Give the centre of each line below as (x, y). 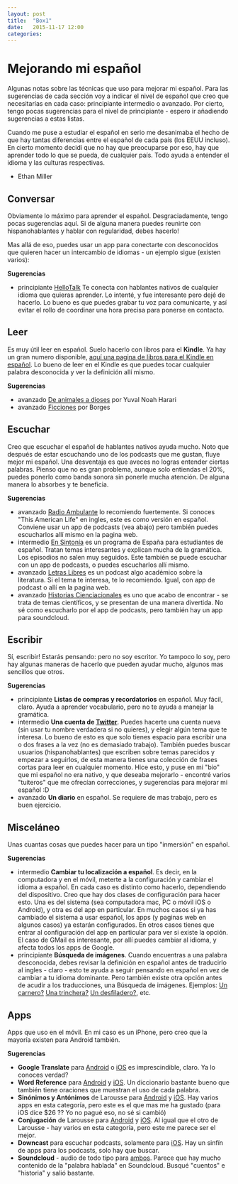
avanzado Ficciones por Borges (64, 407)
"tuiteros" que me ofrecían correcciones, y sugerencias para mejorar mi (123, 783)
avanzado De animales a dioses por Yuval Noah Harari (97, 399)
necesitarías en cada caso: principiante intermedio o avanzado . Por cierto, (116, 104)
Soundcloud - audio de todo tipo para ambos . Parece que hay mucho (119, 1158)
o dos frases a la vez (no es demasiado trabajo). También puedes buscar (124, 745)
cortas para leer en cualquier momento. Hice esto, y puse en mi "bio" (119, 767)
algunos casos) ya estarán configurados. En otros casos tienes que (116, 925)
